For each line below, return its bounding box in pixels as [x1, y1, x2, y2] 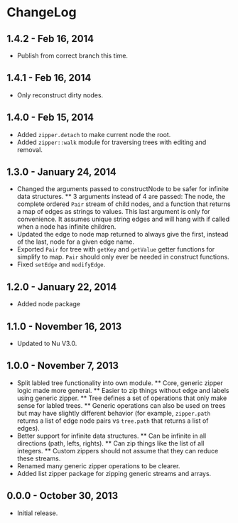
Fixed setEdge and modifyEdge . [16, 260, 106, 269]
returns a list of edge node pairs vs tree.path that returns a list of [16, 416, 209, 425]
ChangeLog [6, 4, 77, 21]
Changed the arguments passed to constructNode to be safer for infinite [16, 185, 229, 193]
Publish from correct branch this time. [16, 51, 129, 60]
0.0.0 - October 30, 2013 [6, 490, 119, 502]
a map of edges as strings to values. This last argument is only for [16, 207, 210, 216]
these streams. [16, 454, 61, 463]
